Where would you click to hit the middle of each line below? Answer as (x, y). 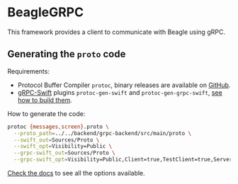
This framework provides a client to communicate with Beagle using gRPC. (116, 32)
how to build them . (45, 100)
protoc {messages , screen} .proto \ (58, 127)
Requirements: (28, 71)
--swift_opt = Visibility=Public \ (63, 146)
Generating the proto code (67, 54)
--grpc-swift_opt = (41, 160)
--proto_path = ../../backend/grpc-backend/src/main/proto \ (103, 133)
